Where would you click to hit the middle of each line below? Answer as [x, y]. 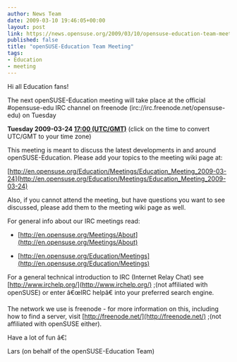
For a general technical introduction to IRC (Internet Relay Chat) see [106, 277]
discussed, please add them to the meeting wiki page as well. [97, 207]
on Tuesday [39, 115]
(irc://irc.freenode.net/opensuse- [177, 107]
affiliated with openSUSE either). [55, 324]
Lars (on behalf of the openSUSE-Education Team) [81, 351]
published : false [33, 40]
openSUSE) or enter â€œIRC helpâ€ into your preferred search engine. [111, 292]
